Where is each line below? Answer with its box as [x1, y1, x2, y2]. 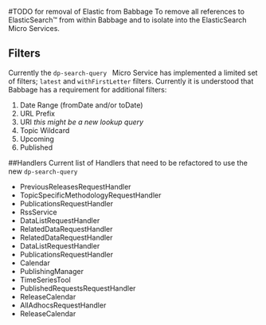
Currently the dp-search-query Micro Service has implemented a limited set [8, 68, 258, 77]
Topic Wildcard [19, 125, 70, 135]
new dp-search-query [8, 166, 78, 176]
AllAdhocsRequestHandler [19, 300, 107, 310]
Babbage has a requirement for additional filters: [8, 84, 167, 94]
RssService [19, 207, 57, 217]
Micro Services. [8, 24, 60, 33]
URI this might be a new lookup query [19, 117, 144, 127]
